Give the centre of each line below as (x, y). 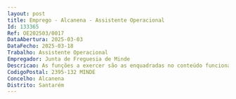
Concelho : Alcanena (36, 78)
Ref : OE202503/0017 (36, 33)
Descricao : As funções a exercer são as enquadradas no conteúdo (105, 66)
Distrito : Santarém (36, 85)
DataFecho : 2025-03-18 (40, 46)
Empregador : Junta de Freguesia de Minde (69, 59)
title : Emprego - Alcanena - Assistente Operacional (86, 20)
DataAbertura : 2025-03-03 (45, 40)
